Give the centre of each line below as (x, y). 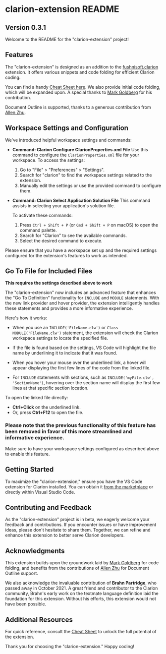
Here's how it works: (26, 318)
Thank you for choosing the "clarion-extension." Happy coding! (70, 646)
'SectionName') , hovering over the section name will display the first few (86, 383)
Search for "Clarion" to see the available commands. (73, 235)
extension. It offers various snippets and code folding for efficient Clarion (80, 72)
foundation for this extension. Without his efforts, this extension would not (81, 599)
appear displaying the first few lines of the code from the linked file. (82, 368)
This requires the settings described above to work (59, 283)
